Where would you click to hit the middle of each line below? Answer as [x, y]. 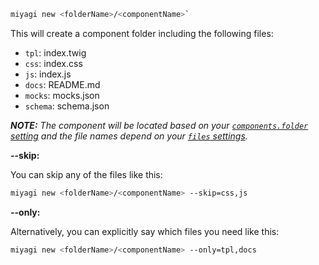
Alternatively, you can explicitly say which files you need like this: [145, 231]
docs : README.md [62, 84]
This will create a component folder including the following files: [142, 33]
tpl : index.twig [55, 52]
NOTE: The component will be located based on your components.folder [159, 125]
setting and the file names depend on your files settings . [129, 136]
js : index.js [48, 74]
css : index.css [53, 63]
